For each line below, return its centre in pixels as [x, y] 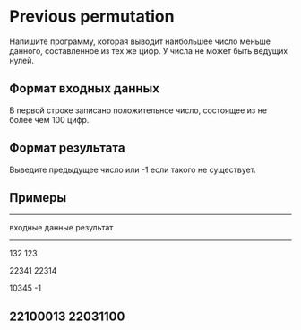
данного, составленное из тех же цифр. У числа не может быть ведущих [149, 50]
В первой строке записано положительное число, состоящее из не [138, 110]
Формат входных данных [84, 88]
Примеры [38, 198]
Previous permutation [92, 17]
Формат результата [67, 148]
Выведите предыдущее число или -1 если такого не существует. [133, 169]
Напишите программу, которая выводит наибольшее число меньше [140, 41]
